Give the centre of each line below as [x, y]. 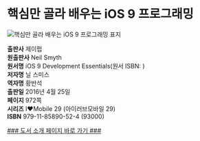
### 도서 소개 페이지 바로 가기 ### [54, 130]
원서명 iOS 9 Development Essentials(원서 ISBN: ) [76, 66]
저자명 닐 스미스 [29, 74]
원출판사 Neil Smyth [34, 57]
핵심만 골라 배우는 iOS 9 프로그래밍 [100, 14]
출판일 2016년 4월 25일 [39, 91]
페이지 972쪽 [25, 100]
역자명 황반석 [25, 83]
